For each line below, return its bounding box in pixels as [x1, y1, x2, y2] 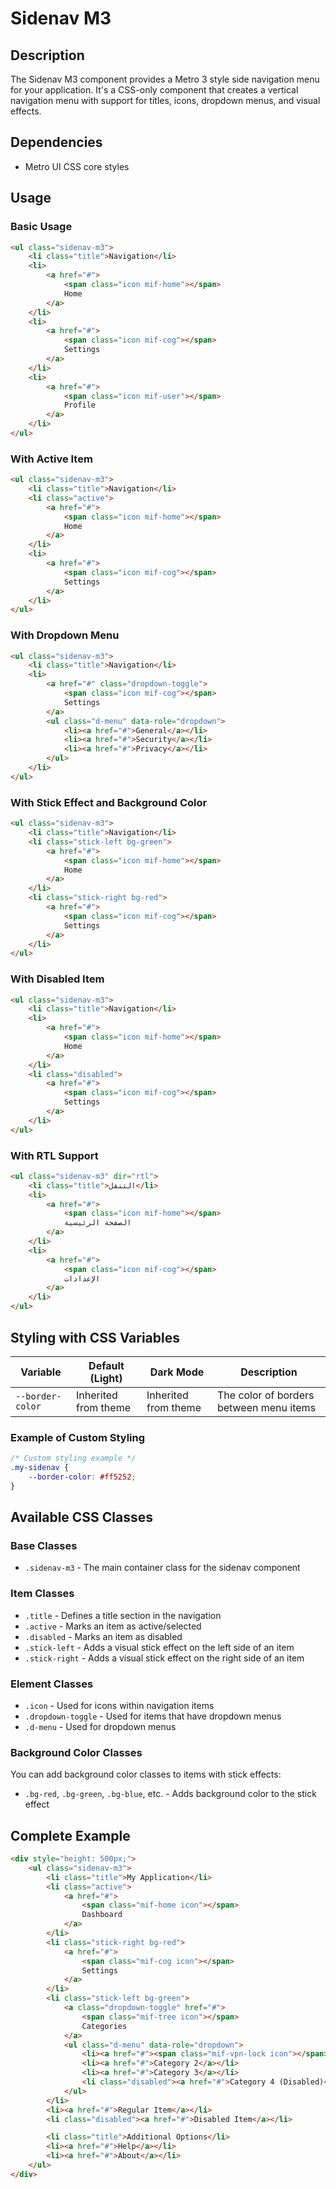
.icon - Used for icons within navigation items [24, 1700, 215, 1711]
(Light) [89, 1371, 123, 1385]
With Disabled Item [10, 972, 105, 986]
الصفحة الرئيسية [63, 1218, 132, 1228]
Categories [81, 2021, 128, 2031]
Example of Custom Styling [10, 1430, 146, 1444]
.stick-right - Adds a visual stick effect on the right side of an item [24, 1652, 305, 1664]
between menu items [216, 1400, 317, 1414]
